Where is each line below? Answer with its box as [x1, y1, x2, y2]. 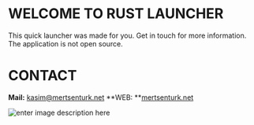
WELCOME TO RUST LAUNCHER [8, 5, 224, 23]
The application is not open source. [8, 39, 124, 48]
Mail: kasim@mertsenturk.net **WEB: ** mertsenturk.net [8, 92, 194, 102]
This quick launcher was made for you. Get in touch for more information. [8, 31, 247, 40]
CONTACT [8, 67, 77, 85]
